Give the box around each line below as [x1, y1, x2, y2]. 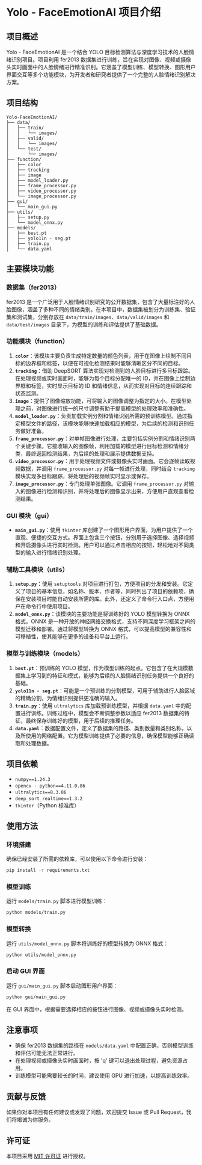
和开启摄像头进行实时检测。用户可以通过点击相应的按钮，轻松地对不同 [14, 541, 189, 548]
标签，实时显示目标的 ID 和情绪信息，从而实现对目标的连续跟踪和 [31, 382, 192, 389]
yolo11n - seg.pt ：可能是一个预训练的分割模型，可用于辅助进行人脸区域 [14, 687, 195, 694]
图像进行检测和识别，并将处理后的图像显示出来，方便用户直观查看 [25, 487, 189, 494]
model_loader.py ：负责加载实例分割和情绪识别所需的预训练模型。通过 [14, 412, 188, 419]
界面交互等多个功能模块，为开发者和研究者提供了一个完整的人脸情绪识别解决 [6, 71, 196, 78]
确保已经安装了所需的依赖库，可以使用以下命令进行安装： [6, 856, 148, 863]
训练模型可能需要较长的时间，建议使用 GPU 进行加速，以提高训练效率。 [14, 1072, 193, 1080]
